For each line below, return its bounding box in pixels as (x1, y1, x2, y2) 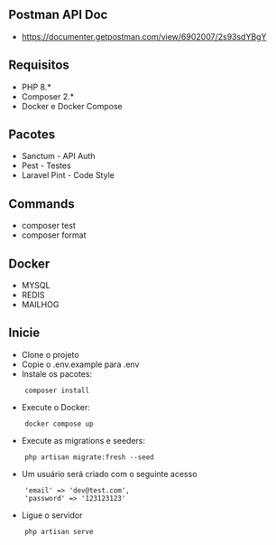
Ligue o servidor (21, 510, 83, 521)
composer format (21, 230, 87, 240)
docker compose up (24, 419, 94, 428)
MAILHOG (21, 299, 60, 310)
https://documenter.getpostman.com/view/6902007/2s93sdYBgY (21, 31, 267, 42)
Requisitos (8, 58, 69, 73)
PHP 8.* (21, 81, 51, 92)
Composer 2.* (21, 90, 74, 102)
